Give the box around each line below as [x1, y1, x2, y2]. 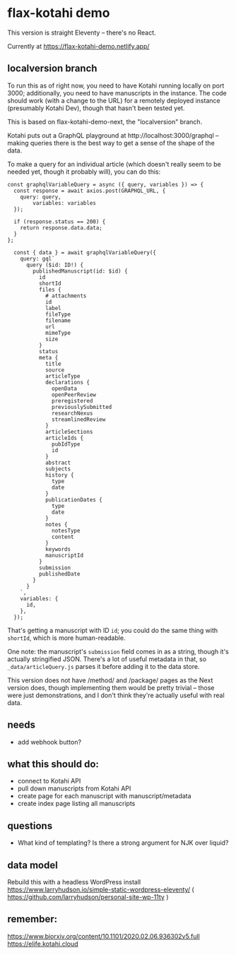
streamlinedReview [52, 415, 106, 423]
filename [45, 316, 71, 324]
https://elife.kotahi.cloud [7, 939, 79, 948]
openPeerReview [52, 391, 97, 398]
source [45, 366, 65, 374]
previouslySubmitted [52, 403, 112, 410]
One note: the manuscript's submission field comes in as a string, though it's [7, 647, 230, 656]
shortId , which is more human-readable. [7, 634, 126, 642]
